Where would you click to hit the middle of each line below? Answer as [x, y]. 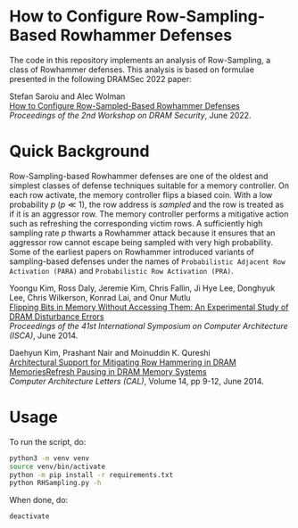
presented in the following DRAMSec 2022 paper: [100, 78]
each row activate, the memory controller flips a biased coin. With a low [141, 194]
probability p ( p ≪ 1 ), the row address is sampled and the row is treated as [147, 204]
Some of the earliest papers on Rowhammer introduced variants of [132, 252]
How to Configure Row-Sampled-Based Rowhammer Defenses [125, 105]
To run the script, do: [48, 441]
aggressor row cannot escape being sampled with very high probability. [141, 242]
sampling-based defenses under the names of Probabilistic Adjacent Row [147, 261]
